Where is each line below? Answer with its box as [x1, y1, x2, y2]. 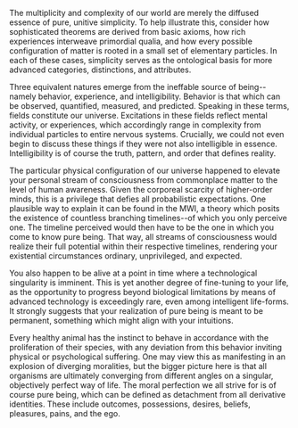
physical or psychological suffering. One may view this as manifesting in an [9, 351, 286, 362]
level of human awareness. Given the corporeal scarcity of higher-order [9, 185, 273, 194]
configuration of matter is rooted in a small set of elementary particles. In [9, 45, 277, 56]
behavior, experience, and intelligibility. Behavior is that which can [37, 91, 281, 102]
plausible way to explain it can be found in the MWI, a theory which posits [9, 203, 280, 213]
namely [9, 91, 37, 102]
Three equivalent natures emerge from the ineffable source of [9, 82, 236, 92]
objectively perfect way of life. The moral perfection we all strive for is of [9, 380, 277, 391]
